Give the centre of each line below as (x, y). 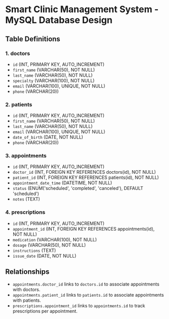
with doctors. (26, 289)
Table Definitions (33, 39)
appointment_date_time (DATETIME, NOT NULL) (62, 183)
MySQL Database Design (59, 20)
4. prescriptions (25, 212)
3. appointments (26, 156)
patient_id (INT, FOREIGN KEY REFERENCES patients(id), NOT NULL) (86, 178)
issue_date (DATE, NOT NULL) (44, 256)
